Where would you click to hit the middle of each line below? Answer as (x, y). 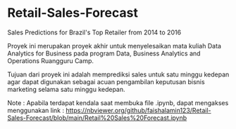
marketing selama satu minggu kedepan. (66, 89)
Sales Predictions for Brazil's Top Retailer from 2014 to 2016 (94, 32)
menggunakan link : (36, 110)
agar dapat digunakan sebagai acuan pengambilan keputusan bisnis (106, 81)
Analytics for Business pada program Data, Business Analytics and (104, 53)
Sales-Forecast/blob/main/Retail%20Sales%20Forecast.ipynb (97, 118)
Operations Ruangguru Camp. (50, 60)
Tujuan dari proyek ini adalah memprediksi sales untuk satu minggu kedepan (118, 74)
